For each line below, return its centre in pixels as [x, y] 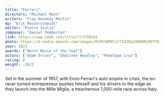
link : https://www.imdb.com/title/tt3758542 [51, 37]
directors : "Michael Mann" [33, 14]
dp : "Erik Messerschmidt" [31, 23]
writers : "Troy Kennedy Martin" [38, 19]
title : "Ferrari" [23, 10]
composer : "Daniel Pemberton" [36, 32]
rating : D [15, 60]
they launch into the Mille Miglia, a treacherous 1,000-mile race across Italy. [82, 89]
